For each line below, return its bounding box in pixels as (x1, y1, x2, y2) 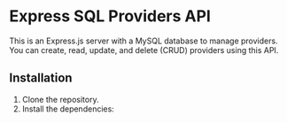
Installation (9, 71, 73, 86)
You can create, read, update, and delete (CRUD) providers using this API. (9, 44, 279, 55)
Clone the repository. (21, 94, 99, 104)
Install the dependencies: (21, 104, 115, 114)
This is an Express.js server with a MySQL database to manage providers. (9, 35, 278, 46)
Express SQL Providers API (9, 6, 211, 27)
